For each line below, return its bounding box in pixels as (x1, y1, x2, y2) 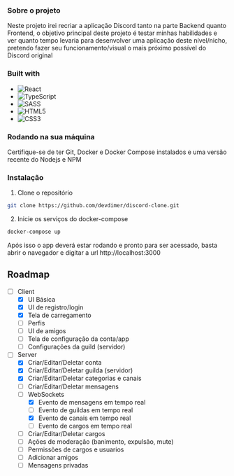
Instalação (7, 172, 44, 182)
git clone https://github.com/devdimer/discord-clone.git (7, 202, 180, 209)
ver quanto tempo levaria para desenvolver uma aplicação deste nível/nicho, (7, 36, 228, 45)
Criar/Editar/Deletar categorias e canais (27, 374, 142, 383)
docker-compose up (7, 228, 61, 236)
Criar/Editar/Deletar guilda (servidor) (27, 366, 133, 374)
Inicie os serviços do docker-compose (17, 215, 129, 223)
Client (17, 287, 35, 295)
